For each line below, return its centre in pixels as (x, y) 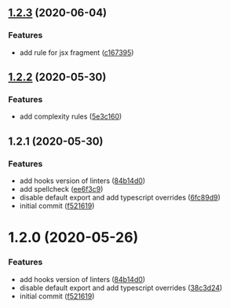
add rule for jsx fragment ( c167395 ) (77, 52)
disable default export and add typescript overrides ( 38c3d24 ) (121, 288)
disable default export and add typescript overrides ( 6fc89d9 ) (120, 198)
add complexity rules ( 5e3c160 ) (71, 116)
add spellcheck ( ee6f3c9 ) (61, 189)
